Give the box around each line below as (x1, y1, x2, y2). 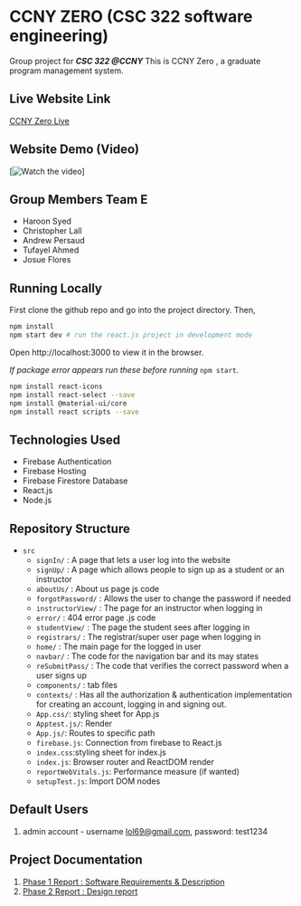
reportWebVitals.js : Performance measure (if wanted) (35, 767, 240, 777)
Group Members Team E (9, 192, 148, 207)
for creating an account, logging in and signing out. (35, 699, 227, 710)
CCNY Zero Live (9, 115, 70, 126)
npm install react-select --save (9, 390, 136, 399)
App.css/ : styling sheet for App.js (35, 709, 160, 720)
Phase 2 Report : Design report (22, 885, 138, 897)
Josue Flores (22, 254, 71, 265)
